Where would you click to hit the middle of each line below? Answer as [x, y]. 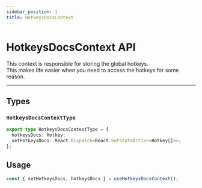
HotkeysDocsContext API [71, 47]
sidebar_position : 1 [32, 12]
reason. [16, 77]
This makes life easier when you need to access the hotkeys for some [93, 70]
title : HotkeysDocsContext [40, 17]
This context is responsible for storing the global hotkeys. [78, 64]
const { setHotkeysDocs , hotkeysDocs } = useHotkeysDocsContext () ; [93, 179]
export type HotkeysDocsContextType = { [58, 130]
